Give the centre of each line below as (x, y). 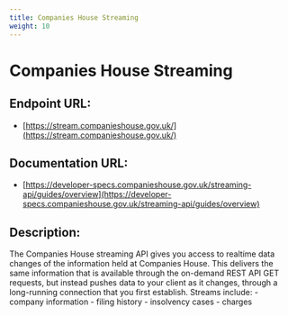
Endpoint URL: (50, 104)
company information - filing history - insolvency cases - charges (131, 302)
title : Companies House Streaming (74, 18)
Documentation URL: (69, 163)
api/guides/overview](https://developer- (97, 194)
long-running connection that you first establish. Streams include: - (134, 293)
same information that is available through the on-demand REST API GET (144, 273)
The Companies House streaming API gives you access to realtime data (142, 254)
